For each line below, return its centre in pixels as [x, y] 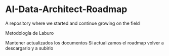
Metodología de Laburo [30, 33]
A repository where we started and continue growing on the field [73, 23]
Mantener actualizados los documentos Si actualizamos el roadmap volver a [85, 43]
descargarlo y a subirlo [29, 48]
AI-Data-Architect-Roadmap [66, 9]
